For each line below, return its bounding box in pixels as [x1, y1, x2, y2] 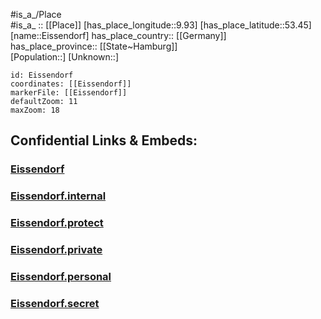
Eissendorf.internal [10, 189, 107, 203]
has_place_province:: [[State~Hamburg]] [10, 40, 178, 52]
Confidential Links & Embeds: [10, 132, 198, 149]
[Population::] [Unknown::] [10, 51, 120, 63]
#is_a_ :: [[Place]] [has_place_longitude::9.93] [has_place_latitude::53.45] [10, 19, 312, 31]
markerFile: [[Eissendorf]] [10, 88, 128, 98]
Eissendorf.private [10, 243, 103, 257]
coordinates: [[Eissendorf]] [10, 79, 132, 89]
